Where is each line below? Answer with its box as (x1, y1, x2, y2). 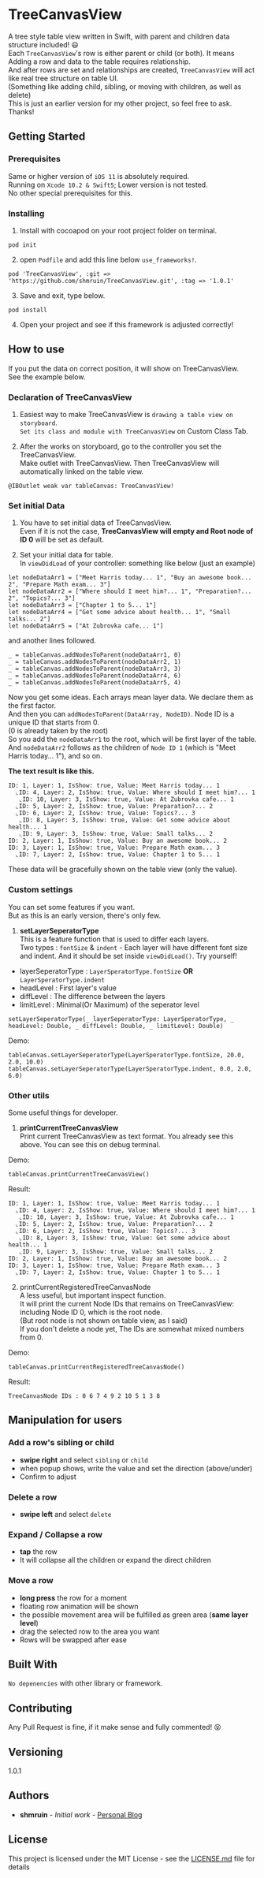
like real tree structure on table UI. (8, 73, 119, 83)
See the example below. (8, 372, 86, 382)
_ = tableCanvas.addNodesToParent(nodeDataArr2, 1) (8, 658, 181, 666)
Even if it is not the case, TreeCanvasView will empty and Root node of (19, 527, 254, 536)
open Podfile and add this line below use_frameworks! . (19, 255, 197, 264)
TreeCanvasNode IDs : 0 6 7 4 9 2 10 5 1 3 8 (8, 1392, 160, 1400)
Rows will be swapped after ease (19, 1634, 128, 1645)
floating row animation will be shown (19, 1601, 139, 1611)
